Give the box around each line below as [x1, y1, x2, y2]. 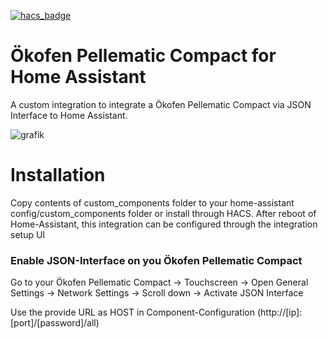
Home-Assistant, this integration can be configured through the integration [10, 218, 318, 230]
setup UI [10, 228, 46, 240]
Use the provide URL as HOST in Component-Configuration [10, 306, 255, 319]
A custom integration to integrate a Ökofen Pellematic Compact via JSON [10, 98, 312, 110]
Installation [10, 164, 106, 187]
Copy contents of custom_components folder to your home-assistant [10, 196, 295, 209]
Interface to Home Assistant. [10, 109, 128, 121]
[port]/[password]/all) [10, 317, 100, 329]
